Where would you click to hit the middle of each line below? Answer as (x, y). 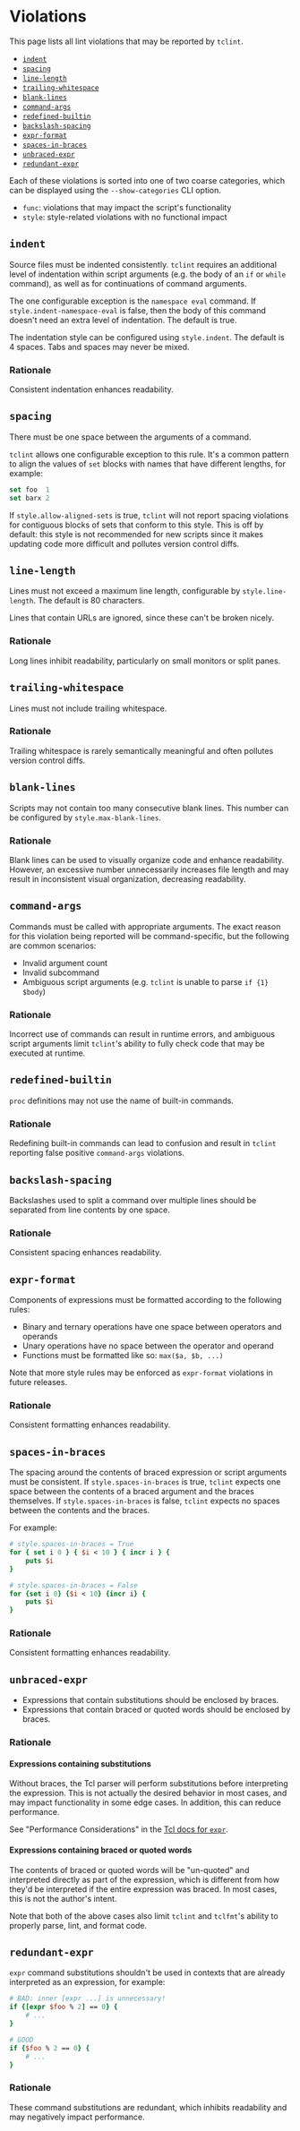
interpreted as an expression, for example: (87, 1982)
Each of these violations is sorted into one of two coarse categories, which (147, 180)
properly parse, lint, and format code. (78, 1925)
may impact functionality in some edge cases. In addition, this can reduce (146, 1802)
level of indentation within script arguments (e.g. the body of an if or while (148, 274)
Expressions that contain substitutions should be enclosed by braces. (150, 1700)
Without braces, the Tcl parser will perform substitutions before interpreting (149, 1784)
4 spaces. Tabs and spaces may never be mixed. (99, 347)
